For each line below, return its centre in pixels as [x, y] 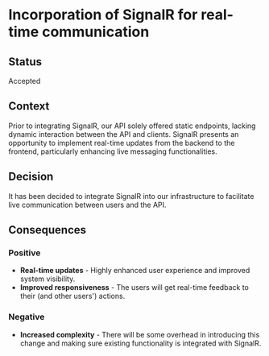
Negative [27, 317]
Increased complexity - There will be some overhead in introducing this [140, 334]
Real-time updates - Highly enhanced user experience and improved [135, 271]
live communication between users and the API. [87, 205]
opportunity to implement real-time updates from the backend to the [122, 143]
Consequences [48, 230]
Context [29, 106]
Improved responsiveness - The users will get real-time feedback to [134, 288]
